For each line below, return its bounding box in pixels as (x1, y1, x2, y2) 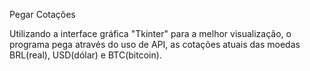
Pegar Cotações (9, 9, 76, 20)
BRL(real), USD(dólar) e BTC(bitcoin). (9, 49, 162, 61)
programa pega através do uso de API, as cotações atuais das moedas (9, 39, 301, 50)
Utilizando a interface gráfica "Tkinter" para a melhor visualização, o (9, 28, 292, 39)
